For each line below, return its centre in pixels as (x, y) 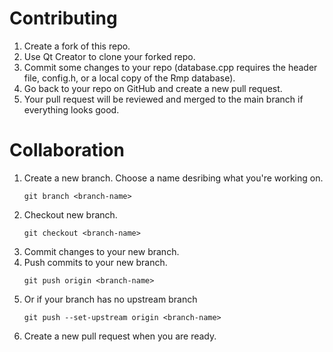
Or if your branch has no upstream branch (110, 299)
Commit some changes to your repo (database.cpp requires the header (170, 67)
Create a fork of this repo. (77, 46)
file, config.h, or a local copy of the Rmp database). (129, 78)
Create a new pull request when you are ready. (120, 336)
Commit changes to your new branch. (101, 251)
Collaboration (67, 150)
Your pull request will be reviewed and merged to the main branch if (163, 99)
